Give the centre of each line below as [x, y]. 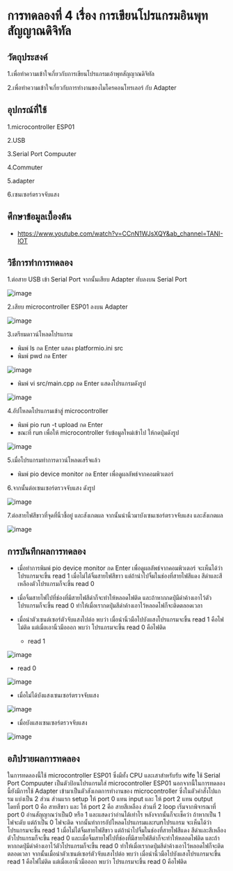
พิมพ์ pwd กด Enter [42, 356]
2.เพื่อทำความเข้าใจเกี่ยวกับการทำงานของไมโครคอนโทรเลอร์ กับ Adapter [92, 87]
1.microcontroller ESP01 [41, 127]
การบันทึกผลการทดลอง [47, 551]
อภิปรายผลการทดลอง [43, 758]
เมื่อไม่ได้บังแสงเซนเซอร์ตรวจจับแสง [58, 695]
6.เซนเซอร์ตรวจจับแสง [33, 194]
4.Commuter [25, 167]
